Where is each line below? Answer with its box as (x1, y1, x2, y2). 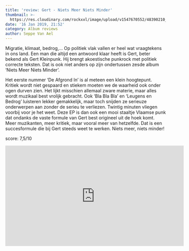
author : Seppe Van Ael (5, 31, 53, 36)
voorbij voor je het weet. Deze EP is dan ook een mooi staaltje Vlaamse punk (5, 109, 166, 115)
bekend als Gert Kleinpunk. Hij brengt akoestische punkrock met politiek (5, 56, 157, 62)
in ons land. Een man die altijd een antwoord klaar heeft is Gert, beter (5, 51, 150, 57)
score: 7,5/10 (5, 136, 32, 141)
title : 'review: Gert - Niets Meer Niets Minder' (5, 7, 113, 13)
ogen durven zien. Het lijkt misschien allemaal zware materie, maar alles (5, 88, 157, 93)
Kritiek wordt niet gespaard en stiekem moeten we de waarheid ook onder (5, 82, 161, 88)
